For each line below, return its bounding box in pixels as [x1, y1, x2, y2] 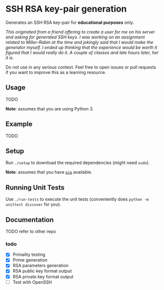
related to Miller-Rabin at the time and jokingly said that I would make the [5, 39, 153, 45]
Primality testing [12, 252, 45, 257]
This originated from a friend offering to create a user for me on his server [5, 29, 155, 35]
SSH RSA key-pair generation [5, 3, 127, 15]
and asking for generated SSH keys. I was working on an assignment [5, 34, 145, 40]
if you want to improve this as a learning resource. [5, 69, 106, 75]
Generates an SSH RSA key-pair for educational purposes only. [5, 19, 134, 25]
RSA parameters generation [12, 263, 69, 269]
